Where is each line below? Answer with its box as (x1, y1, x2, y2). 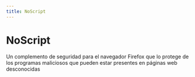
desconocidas (6, 65, 41, 72)
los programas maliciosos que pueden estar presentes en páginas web (6, 59, 178, 66)
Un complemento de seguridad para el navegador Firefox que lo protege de (6, 53, 189, 60)
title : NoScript (6, 8, 46, 15)
